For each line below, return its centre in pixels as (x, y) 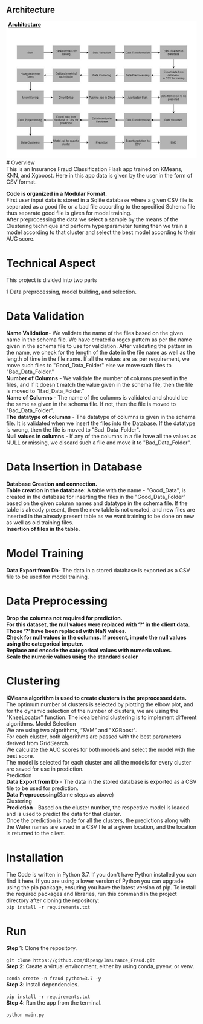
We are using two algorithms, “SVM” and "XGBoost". (72, 730)
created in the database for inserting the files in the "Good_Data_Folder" (96, 497)
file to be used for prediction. (42, 788)
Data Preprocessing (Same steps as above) (60, 794)
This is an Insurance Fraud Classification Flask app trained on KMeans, (95, 169)
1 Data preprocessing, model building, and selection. (72, 292)
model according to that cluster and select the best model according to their (101, 232)
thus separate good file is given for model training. (69, 213)
